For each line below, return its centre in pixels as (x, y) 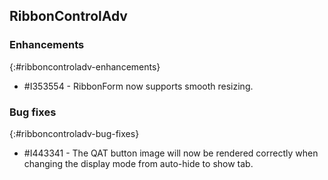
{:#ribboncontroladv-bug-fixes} (74, 133)
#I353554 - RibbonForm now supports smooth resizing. (138, 86)
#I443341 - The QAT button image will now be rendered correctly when (171, 153)
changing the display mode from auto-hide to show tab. (138, 163)
